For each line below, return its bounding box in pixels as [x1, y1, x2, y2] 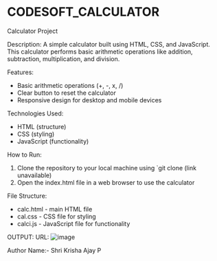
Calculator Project [7, 27, 58, 35]
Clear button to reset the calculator [16, 89, 117, 97]
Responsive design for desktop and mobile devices [16, 95, 162, 104]
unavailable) [16, 171, 52, 179]
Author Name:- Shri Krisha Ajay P [7, 246, 102, 254]
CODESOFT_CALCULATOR [7, 4, 160, 20]
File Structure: [7, 192, 47, 200]
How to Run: [7, 150, 43, 159]
